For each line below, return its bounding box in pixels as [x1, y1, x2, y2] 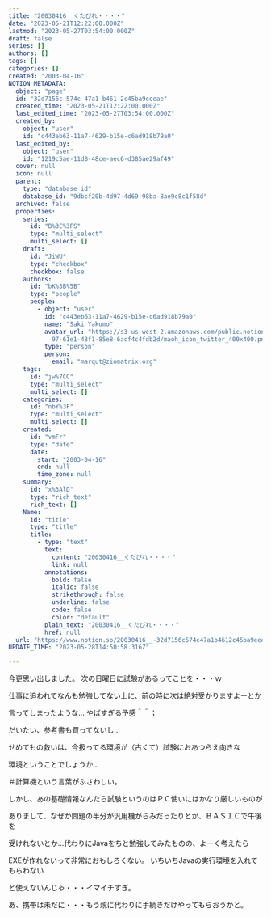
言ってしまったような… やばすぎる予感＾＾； [8, 708, 157, 718]
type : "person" [44, 343, 95, 351]
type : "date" [29, 440, 74, 449]
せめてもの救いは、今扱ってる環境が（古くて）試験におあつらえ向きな [8, 742, 241, 752]
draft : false [8, 34, 52, 43]
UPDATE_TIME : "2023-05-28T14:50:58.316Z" [8, 644, 150, 652]
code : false [51, 606, 92, 614]
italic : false [51, 583, 99, 591]
